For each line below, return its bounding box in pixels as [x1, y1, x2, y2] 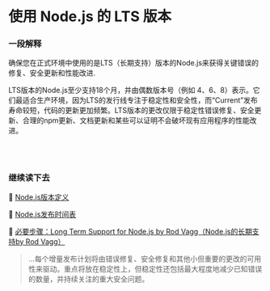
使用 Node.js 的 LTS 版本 [8, 7, 172, 26]
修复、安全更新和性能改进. [8, 68, 96, 78]
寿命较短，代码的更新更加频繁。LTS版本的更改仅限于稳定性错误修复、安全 [8, 106, 255, 116]
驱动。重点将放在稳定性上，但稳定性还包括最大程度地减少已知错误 [42, 264, 263, 273]
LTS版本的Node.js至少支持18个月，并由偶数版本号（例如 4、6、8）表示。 [8, 86, 253, 95]
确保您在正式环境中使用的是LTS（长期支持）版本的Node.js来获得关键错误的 [8, 58, 259, 68]
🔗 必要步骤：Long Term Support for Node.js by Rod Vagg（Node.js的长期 [8, 226, 252, 236]
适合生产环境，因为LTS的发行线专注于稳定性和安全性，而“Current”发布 [22, 95, 258, 105]
